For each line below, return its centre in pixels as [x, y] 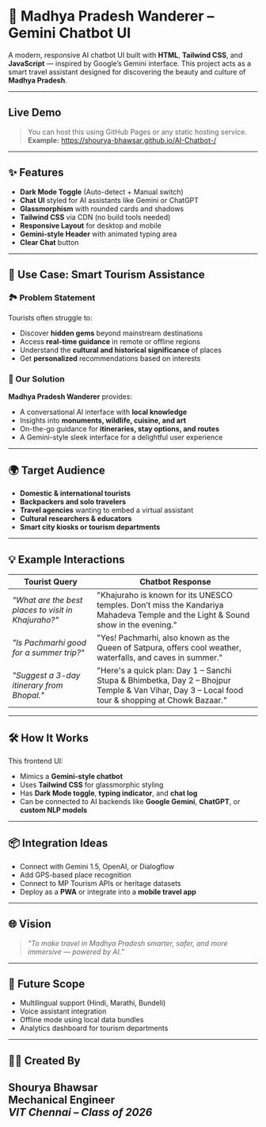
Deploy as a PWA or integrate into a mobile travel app [108, 891]
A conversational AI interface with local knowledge [103, 412]
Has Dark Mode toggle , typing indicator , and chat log [108, 793]
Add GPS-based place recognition [76, 875]
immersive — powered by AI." [76, 952]
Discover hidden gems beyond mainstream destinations [111, 333]
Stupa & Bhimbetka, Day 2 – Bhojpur [164, 680]
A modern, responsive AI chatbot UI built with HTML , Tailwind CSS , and [125, 55]
